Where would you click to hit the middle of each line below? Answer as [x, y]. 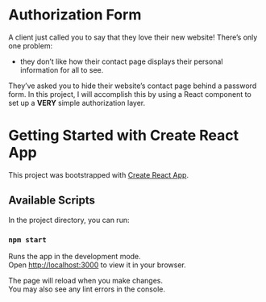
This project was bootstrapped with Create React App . [99, 174]
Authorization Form [75, 15]
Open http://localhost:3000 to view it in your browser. [98, 265]
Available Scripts [52, 201]
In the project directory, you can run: [69, 220]
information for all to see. [62, 69]
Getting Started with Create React [124, 136]
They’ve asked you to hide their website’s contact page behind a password [133, 86]
